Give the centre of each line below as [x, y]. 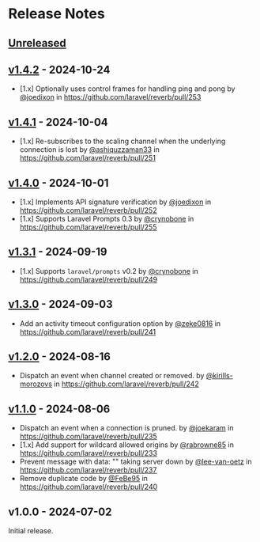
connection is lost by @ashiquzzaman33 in [89, 150]
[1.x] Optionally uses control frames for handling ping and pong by [127, 89]
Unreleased [38, 43]
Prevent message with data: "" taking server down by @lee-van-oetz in [136, 462]
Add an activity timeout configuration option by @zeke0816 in [120, 323]
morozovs [36, 384]
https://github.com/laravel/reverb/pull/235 [89, 437]
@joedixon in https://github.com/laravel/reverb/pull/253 [110, 97]
